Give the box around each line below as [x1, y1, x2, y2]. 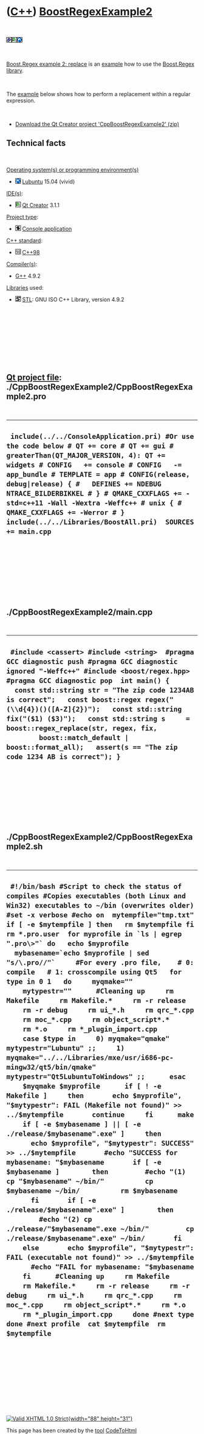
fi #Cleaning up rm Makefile [22, 1272, 170, 1281]
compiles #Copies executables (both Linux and [6, 892, 186, 901]
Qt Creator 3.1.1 [22, 201, 59, 209]
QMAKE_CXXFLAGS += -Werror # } [6, 508, 125, 517]
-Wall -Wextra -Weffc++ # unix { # [47, 498, 182, 507]
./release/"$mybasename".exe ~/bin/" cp [6, 1225, 194, 1233]
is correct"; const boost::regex [6, 695, 141, 704]
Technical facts [6, 138, 66, 149]
